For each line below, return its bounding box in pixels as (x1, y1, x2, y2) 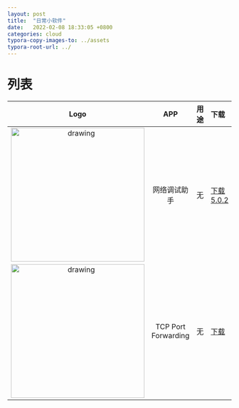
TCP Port (155, 322, 186, 332)
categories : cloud (7, 30, 62, 38)
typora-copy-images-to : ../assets (7, 37, 110, 44)
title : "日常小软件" (7, 17, 66, 24)
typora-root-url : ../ (7, 44, 72, 51)
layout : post (7, 10, 46, 18)
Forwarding (152, 330, 190, 340)
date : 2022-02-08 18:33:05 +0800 (7, 24, 113, 31)
